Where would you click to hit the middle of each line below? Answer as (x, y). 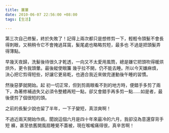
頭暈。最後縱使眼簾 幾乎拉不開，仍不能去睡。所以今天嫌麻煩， (96, 68)
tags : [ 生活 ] (18, 19)
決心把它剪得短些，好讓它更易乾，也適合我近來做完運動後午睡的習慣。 (78, 75)
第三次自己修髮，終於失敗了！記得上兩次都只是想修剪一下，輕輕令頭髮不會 (82, 39)
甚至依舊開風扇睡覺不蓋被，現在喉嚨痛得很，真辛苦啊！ (77, 125)
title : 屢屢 (17, 10)
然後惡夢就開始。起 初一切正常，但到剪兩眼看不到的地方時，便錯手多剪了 (81, 85)
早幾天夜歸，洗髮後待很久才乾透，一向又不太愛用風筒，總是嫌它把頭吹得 (80, 62)
